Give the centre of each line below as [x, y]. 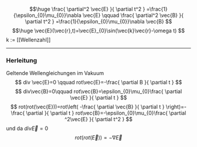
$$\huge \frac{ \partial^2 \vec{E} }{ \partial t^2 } [87, 9]
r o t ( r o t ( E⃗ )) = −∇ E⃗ [98, 138]
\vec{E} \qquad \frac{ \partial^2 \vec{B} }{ [133, 15]
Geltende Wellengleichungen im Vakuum [55, 73]
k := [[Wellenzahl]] [28, 40]
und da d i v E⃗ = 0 [27, 128]
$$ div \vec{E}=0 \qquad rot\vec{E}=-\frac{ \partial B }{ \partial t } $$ [98, 83]
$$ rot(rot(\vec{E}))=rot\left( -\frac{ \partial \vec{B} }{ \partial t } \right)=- [98, 107]
